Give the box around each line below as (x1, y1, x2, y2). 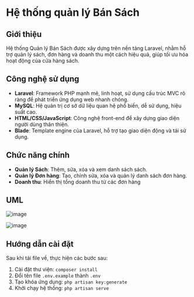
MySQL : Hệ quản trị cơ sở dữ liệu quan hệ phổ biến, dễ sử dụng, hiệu (14, 102, 182, 109)
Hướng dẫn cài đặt (6, 239, 74, 249)
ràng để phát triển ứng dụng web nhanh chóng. (14, 95, 129, 103)
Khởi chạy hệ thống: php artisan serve (14, 285, 109, 292)
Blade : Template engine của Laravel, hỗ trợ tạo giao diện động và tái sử (14, 127, 186, 134)
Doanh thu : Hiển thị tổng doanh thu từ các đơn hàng (14, 178, 141, 185)
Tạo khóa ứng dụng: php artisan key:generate (14, 278, 127, 285)
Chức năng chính (6, 150, 70, 161)
